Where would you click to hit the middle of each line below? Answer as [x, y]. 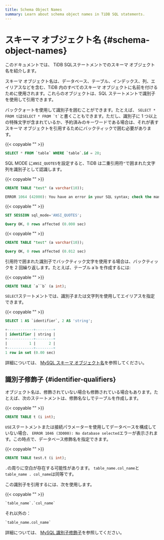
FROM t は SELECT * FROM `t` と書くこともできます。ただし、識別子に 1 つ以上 [81, 116]
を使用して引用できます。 [31, 100]
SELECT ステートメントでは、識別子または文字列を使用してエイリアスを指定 [80, 296]
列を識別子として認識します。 [35, 169]
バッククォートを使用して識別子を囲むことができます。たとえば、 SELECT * [80, 110]
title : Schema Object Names [34, 10]
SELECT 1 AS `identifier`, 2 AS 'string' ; [49, 321]
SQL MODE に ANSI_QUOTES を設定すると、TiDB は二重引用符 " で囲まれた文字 [80, 163]
